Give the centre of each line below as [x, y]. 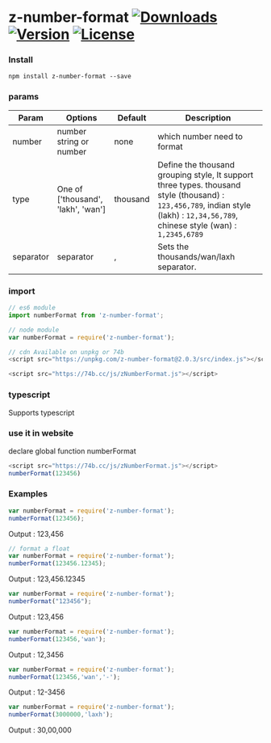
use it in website [41, 433]
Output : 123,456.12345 [47, 579]
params [23, 97]
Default [132, 117]
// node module [34, 330]
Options [81, 117]
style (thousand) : [191, 195]
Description [208, 117]
